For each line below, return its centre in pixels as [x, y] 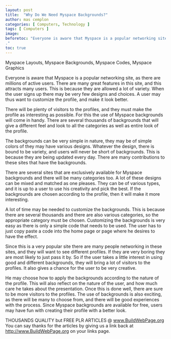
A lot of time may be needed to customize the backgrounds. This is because [85, 209]
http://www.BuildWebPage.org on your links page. [58, 331]
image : [12, 34]
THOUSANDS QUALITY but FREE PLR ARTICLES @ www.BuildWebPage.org [85, 320]
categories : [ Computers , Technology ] [48, 24]
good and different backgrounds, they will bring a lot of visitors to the [78, 263]
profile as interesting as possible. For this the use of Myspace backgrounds [84, 115]
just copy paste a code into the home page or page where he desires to [80, 231]
